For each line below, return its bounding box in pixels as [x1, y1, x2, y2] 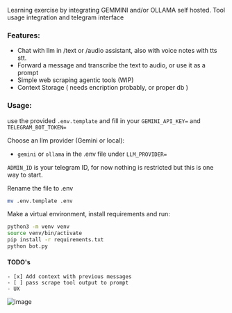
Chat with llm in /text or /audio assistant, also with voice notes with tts [17, 47, 217, 55]
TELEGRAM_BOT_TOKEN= [7, 124, 67, 131]
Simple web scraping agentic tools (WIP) [17, 76, 134, 84]
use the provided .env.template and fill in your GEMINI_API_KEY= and [7, 116, 201, 125]
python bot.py [7, 243, 49, 250]
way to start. [7, 170, 43, 179]
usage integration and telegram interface [7, 13, 124, 22]
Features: [7, 31, 40, 40]
